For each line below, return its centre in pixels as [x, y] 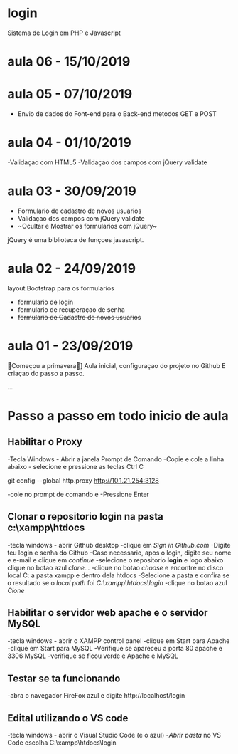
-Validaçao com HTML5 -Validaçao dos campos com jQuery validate [107, 162]
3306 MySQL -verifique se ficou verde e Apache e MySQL [93, 656]
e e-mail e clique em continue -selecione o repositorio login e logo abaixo [115, 560]
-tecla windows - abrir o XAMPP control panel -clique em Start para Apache [119, 641]
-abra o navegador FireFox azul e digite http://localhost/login [96, 696]
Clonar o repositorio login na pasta [85, 517]
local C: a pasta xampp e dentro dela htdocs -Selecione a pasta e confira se [118, 575]
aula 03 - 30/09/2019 [72, 191]
